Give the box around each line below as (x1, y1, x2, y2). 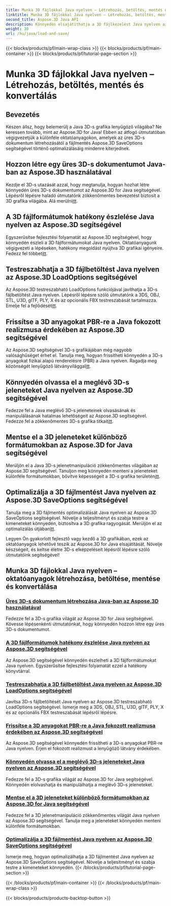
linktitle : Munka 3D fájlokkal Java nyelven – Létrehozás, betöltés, (6, 12, 156, 17)
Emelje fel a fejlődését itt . (6, 303, 57, 309)
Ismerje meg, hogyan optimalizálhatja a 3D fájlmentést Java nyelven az (6, 854, 154, 860)
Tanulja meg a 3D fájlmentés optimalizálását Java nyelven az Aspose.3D (6, 509, 157, 515)
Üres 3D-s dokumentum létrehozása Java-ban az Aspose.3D (6, 598, 159, 605)
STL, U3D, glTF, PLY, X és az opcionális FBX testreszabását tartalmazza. (6, 297, 158, 304)
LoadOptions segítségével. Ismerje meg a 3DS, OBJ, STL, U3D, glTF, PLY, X (6, 704, 164, 710)
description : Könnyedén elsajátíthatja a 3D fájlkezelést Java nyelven (6, 21, 160, 27)
